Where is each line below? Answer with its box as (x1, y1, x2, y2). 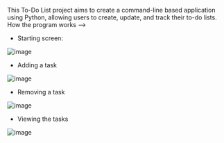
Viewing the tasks (17, 115, 69, 123)
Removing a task (17, 88, 65, 96)
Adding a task (17, 61, 58, 69)
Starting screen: (17, 34, 64, 42)
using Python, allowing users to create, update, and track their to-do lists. (7, 13, 217, 22)
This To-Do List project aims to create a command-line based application (7, 6, 216, 14)
